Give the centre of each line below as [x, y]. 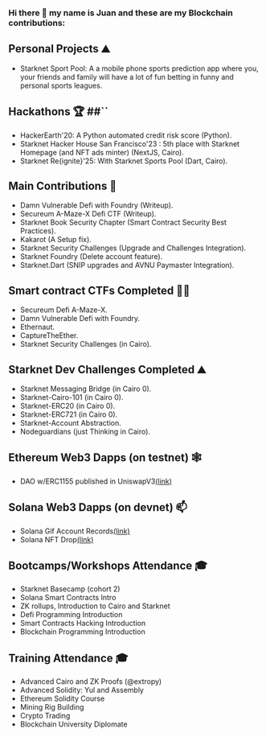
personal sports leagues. [61, 85]
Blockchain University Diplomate [74, 724]
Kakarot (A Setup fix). [56, 240]
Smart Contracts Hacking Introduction [83, 624]
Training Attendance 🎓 [68, 658]
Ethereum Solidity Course [62, 698]
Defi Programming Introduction [71, 615]
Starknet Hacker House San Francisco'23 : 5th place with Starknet [129, 143]
